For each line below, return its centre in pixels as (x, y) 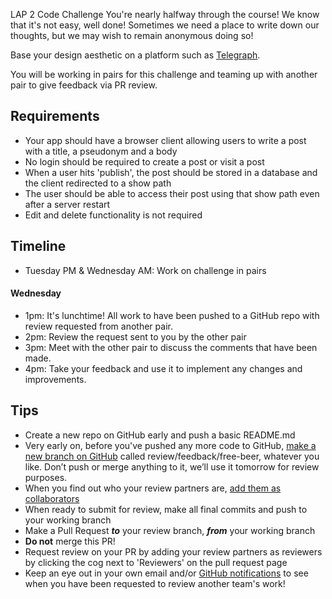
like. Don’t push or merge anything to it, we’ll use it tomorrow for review (172, 466)
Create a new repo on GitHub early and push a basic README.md (160, 435)
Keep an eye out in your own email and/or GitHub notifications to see (166, 573)
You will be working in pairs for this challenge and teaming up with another (164, 74)
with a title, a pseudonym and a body (101, 151)
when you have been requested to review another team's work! (155, 583)
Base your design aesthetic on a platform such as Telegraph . (135, 55)
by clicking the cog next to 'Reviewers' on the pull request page (156, 562)
